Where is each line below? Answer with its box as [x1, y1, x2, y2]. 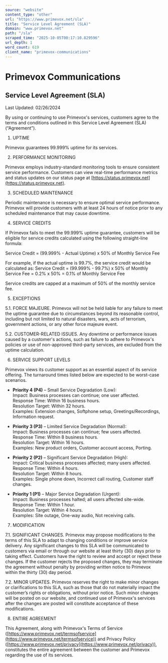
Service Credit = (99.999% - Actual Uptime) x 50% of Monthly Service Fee [5, 250, 160, 256]
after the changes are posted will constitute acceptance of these [5, 600, 139, 606]
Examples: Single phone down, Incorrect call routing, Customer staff [12, 476, 154, 482]
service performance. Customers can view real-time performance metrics [5, 169, 158, 175]
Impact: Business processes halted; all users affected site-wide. [12, 496, 145, 502]
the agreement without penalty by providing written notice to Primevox [5, 564, 151, 570]
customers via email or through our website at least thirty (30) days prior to [5, 548, 160, 554]
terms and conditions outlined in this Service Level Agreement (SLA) [5, 119, 146, 126]
